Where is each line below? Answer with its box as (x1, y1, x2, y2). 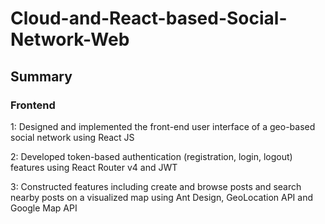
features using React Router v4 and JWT (10, 161, 178, 173)
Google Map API (10, 202, 78, 214)
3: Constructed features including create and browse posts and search (10, 180, 302, 192)
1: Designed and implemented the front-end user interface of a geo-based (10, 120, 316, 132)
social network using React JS (10, 131, 135, 143)
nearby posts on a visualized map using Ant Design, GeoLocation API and (10, 191, 314, 203)
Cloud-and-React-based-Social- (10, 7, 288, 30)
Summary (10, 68, 73, 85)
